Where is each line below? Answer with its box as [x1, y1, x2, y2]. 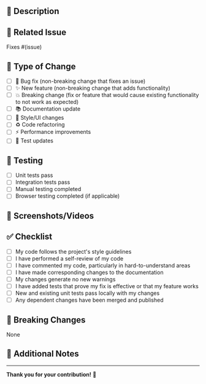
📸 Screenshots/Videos [6, 210, 94, 221]
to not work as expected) [15, 98, 79, 106]
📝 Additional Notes [6, 348, 79, 359]
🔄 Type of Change [6, 61, 76, 71]
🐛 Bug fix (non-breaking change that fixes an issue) [15, 77, 146, 85]
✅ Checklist [6, 232, 53, 242]
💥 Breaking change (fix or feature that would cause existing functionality [15, 92, 199, 99]
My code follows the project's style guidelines [15, 248, 132, 255]
